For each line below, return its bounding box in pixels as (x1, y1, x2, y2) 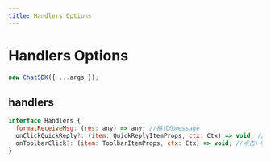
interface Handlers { (8, 117, 81, 125)
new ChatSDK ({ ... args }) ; (8, 73, 99, 81)
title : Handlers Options (8, 11, 92, 20)
